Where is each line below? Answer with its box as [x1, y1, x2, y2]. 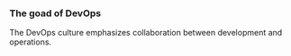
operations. [9, 36, 52, 47]
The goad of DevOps [9, 7, 102, 20]
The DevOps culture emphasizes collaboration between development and [9, 28, 283, 38]
